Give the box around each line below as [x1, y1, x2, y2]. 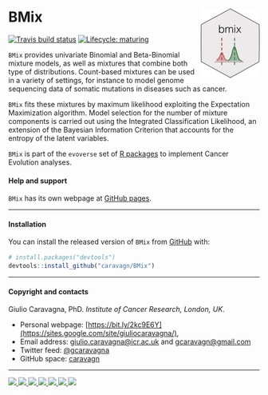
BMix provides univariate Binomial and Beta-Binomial [8, 50, 180, 59]
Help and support [8, 176, 68, 186]
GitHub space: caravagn [19, 354, 100, 364]
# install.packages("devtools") [8, 253, 116, 261]
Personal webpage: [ [19, 320, 89, 329]
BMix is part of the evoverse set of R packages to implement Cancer [8, 149, 229, 158]
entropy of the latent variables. [8, 133, 109, 143]
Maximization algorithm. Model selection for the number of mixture [8, 108, 228, 118]
